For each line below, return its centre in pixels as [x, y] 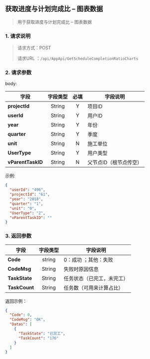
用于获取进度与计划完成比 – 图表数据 [54, 22]
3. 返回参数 [18, 236]
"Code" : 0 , [21, 315]
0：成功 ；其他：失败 [88, 259]
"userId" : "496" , [28, 190]
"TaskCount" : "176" [38, 338]
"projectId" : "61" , [30, 195]
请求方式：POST [34, 48]
